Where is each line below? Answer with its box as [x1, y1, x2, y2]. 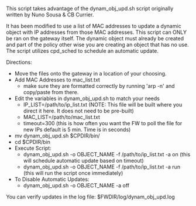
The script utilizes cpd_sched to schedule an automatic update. [6, 47, 159, 54]
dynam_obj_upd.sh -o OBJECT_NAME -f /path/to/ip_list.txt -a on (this [23, 151, 191, 157]
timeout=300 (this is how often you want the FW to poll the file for [23, 120, 183, 126]
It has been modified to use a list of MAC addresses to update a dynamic [6, 23, 181, 29]
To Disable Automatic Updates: [14, 176, 90, 183]
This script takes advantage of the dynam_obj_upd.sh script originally [6, 5, 174, 12]
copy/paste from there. [23, 89, 79, 95]
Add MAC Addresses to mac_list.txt [14, 76, 101, 83]
